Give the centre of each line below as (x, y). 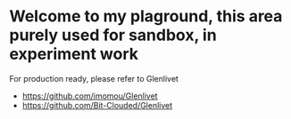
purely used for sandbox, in (113, 35)
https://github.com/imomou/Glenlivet (90, 96)
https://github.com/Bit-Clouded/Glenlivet (97, 105)
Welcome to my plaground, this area (146, 16)
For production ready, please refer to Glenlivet (94, 78)
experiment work (74, 54)
